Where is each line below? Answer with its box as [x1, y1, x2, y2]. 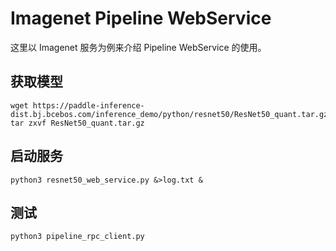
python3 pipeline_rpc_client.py [10, 232, 145, 242]
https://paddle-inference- [32, 100, 145, 111]
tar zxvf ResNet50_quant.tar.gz [10, 118, 145, 128]
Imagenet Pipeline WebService [10, 7, 272, 30]
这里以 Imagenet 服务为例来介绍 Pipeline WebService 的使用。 [10, 41, 267, 53]
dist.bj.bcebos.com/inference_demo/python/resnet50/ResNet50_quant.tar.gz [10, 109, 329, 119]
